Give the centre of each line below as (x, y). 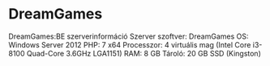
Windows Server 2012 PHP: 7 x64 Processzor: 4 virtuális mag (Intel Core (130, 44)
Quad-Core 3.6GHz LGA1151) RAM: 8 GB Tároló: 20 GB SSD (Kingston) (144, 53)
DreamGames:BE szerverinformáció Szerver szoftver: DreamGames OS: (129, 36)
